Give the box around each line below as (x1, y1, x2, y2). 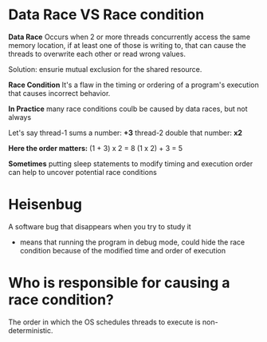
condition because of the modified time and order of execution (19, 245, 226, 255)
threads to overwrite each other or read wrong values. (8, 49, 186, 58)
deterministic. (8, 325, 53, 335)
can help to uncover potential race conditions (8, 167, 157, 177)
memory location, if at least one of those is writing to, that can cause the (8, 40, 246, 50)
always (8, 112, 32, 121)
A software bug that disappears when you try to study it (8, 221, 191, 231)
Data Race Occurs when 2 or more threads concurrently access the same (8, 32, 251, 42)
